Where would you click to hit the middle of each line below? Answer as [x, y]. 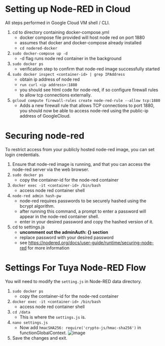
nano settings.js [30, 323]
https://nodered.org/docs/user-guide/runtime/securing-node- [91, 243]
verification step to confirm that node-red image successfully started [90, 69]
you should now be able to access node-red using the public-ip [84, 110]
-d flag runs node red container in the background [70, 58]
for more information [49, 248]
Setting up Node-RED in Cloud [68, 9]
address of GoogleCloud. [45, 116]
